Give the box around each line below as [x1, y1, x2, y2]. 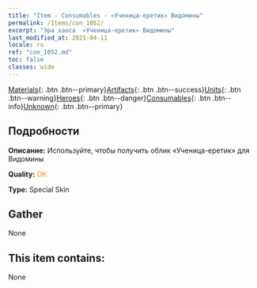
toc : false [8, 56, 44, 64]
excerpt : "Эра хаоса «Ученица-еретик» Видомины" [8, 26, 176, 34]
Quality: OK [8, 169, 47, 179]
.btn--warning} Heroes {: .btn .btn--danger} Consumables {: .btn [8, 93, 211, 103]
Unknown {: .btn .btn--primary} [23, 101, 123, 111]
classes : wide [8, 63, 55, 71]
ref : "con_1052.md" [8, 48, 73, 56]
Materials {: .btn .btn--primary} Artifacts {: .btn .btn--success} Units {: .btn [8, 85, 241, 94]
